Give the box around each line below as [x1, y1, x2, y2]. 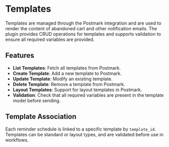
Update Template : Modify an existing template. [12, 75, 113, 82]
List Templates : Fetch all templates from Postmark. [12, 65, 121, 71]
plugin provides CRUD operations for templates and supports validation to [5, 31, 161, 37]
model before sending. [12, 97, 61, 103]
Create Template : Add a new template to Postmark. [12, 70, 122, 76]
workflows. [5, 137, 29, 143]
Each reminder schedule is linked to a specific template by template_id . [5, 126, 156, 132]
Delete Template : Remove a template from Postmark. [12, 81, 125, 87]
